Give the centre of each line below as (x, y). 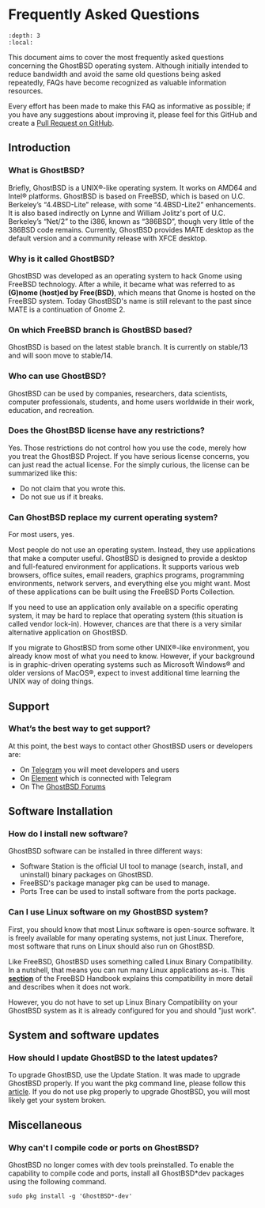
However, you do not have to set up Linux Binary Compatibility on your (123, 1002)
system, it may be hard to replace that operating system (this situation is (126, 615)
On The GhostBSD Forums (62, 786)
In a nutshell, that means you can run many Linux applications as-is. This (127, 970)
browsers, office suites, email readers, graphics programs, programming (126, 575)
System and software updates (84, 1035)
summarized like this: (43, 473)
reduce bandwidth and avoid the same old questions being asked (115, 74)
